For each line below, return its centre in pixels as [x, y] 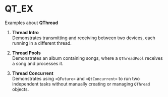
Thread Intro [25, 32]
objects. [20, 89]
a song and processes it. [38, 63]
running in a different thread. [42, 43]
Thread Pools [26, 53]
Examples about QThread [32, 23]
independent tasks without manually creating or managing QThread [81, 84]
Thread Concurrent [33, 73]
